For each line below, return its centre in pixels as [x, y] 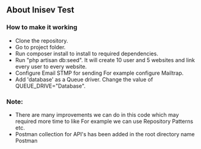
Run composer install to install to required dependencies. [86, 54]
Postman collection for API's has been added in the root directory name [105, 134]
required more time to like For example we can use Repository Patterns [104, 121]
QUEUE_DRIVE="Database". [50, 86]
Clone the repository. [41, 40]
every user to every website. [51, 66]
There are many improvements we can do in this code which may [97, 114]
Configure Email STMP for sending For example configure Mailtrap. [99, 73]
